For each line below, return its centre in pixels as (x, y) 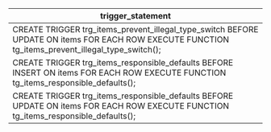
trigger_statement (135, 16)
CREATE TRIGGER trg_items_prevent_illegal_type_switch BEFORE (135, 29)
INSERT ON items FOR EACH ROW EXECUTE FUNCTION (119, 73)
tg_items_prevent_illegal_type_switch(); (87, 49)
